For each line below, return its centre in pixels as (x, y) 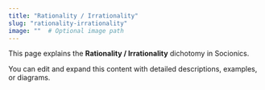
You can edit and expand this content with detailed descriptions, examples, (133, 69)
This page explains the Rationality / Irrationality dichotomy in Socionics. (129, 54)
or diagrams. (29, 78)
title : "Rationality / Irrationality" (73, 16)
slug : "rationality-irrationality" (68, 23)
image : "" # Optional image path (66, 31)
